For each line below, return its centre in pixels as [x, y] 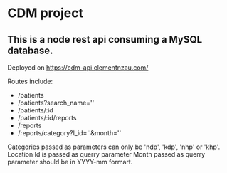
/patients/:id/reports [47, 118]
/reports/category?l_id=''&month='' [69, 133]
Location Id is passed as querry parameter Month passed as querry [106, 154]
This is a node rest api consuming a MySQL [105, 40]
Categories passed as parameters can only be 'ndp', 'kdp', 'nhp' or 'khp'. [114, 147]
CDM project [46, 13]
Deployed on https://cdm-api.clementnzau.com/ [78, 68]
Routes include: [30, 81]
